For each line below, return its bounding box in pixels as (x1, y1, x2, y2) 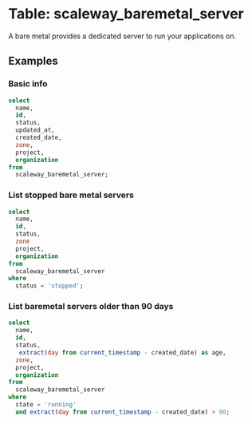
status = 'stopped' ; (15, 282, 84, 290)
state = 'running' (15, 401, 77, 409)
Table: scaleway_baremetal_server (8, 5, 245, 23)
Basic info (8, 78, 48, 89)
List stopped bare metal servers (8, 189, 134, 200)
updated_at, (15, 126, 56, 134)
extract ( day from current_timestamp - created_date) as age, (18, 348, 226, 356)
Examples (8, 54, 58, 68)
